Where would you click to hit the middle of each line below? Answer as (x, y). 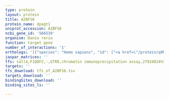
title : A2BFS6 (20, 19)
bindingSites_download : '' (33, 80)
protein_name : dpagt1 (28, 24)
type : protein (20, 10)
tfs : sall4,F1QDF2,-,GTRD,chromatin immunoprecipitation (66, 62)
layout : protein (22, 15)
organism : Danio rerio (29, 38)
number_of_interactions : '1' (36, 47)
